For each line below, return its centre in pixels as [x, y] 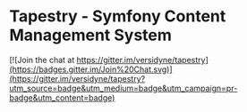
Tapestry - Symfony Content [118, 16]
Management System [91, 35]
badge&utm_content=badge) [62, 97]
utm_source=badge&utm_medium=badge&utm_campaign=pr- [123, 88]
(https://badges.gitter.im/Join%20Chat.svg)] [91, 69]
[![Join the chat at [42, 60]
